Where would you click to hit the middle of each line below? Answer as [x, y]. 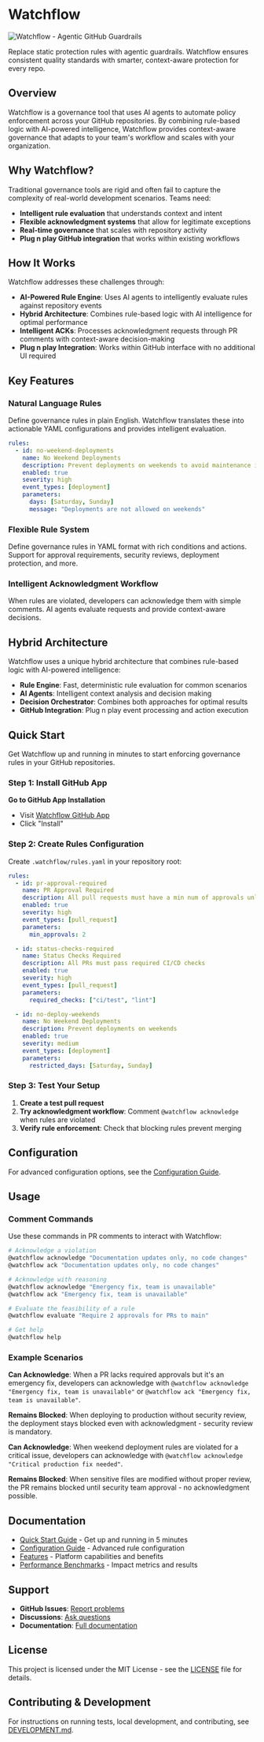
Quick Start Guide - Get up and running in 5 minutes [104, 1540]
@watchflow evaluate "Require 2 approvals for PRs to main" [109, 1316]
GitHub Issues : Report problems [72, 1608]
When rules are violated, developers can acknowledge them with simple [125, 601]
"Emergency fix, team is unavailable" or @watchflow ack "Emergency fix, [130, 1391]
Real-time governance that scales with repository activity [113, 229]
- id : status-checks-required [64, 949]
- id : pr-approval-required [61, 883]
